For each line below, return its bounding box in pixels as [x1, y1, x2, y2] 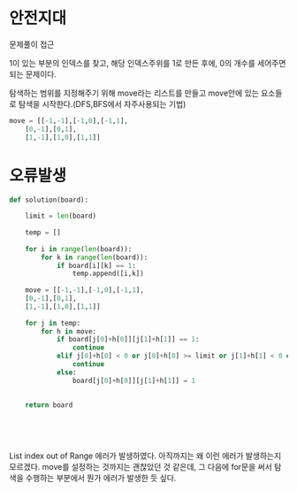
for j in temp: [25, 318, 81, 327]
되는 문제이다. [9, 68, 57, 80]
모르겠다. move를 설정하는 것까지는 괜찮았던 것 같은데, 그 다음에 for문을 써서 [9, 461, 272, 472]
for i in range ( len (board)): [25, 244, 133, 253]
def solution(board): [9, 196, 89, 204]
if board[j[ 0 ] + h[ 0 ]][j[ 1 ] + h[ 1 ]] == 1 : [56, 335, 200, 344]
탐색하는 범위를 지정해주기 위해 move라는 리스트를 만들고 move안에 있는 [9, 88, 259, 98]
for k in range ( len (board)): [41, 253, 148, 262]
